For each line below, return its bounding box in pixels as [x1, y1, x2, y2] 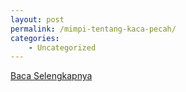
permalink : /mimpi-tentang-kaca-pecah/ [10, 24, 177, 34]
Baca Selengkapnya [10, 70, 93, 82]
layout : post [10, 14, 65, 25]
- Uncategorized [28, 42, 97, 53]
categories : [10, 33, 60, 43]
